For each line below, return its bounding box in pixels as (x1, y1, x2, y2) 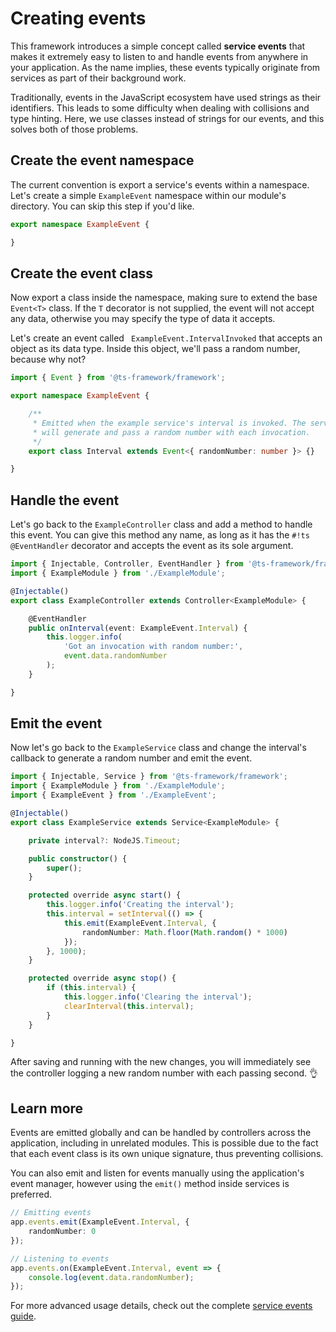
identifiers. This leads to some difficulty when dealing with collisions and (10, 102, 310, 114)
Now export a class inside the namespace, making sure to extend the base (10, 292, 318, 304)
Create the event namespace (10, 152, 195, 169)
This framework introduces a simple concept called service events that (10, 40, 306, 52)
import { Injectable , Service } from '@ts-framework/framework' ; (10, 772, 288, 782)
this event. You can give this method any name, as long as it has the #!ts (10, 529, 310, 541)
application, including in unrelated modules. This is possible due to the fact (10, 1137, 319, 1149)
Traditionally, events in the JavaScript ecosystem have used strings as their (10, 91, 322, 103)
